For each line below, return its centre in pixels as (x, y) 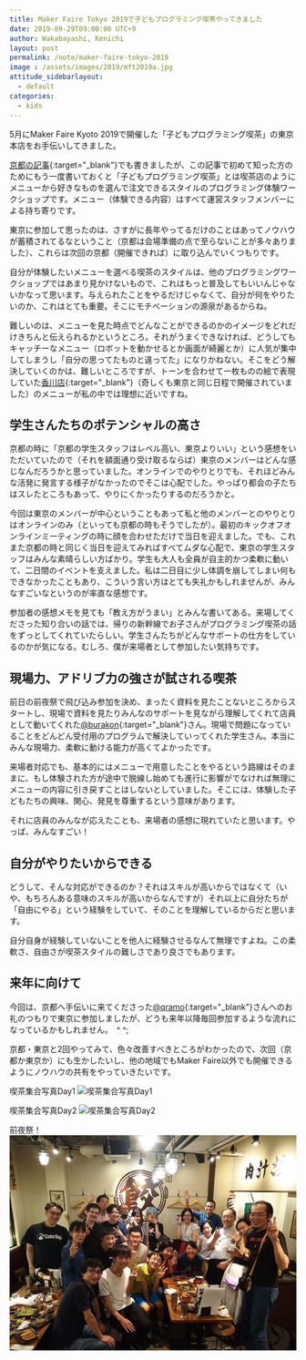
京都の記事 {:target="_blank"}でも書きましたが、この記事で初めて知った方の (151, 165)
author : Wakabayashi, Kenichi (67, 38)
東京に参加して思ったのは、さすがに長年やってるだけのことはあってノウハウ (153, 230)
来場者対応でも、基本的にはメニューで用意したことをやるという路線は (141, 767)
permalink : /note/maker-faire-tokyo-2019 (89, 58)
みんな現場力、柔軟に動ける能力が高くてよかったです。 (113, 748)
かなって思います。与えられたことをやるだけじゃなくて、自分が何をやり (152, 294)
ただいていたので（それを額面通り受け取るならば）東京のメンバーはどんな (149, 460)
